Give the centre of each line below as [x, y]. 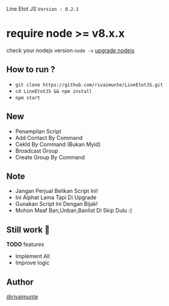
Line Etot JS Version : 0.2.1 [43, 9]
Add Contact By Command [49, 137]
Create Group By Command [50, 157]
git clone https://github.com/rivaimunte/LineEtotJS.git [89, 85]
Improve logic [32, 263]
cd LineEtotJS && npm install [54, 91]
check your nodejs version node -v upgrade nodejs [70, 50]
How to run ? [31, 70]
